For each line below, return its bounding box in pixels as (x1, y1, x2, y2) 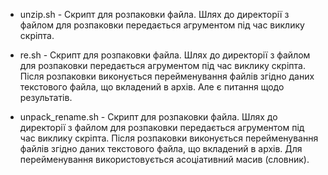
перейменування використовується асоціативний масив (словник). (19, 154, 310, 165)
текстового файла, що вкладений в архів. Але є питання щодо (19, 81, 285, 93)
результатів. (19, 92, 73, 103)
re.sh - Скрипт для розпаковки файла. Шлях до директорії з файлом (19, 49, 311, 61)
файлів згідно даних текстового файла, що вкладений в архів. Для (19, 143, 303, 154)
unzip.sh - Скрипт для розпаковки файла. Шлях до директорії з (19, 9, 290, 20)
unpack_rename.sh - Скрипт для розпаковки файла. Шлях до (19, 111, 278, 123)
